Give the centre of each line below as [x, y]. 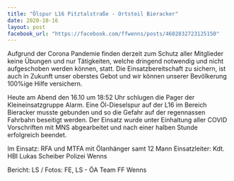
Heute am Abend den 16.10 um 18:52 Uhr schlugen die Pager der [101, 98]
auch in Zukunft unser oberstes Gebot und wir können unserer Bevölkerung [117, 76]
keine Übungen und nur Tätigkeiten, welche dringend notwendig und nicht [116, 62]
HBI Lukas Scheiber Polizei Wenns [57, 156]
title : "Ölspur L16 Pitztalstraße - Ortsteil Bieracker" [93, 14]
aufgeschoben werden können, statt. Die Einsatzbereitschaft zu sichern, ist [117, 69]
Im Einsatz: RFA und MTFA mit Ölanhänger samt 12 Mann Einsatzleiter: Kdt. [116, 148]
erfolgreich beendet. [37, 135]
